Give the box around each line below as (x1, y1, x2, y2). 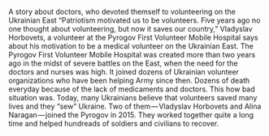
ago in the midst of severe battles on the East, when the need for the (8, 58, 238, 68)
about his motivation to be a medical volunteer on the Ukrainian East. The (8, 41, 254, 51)
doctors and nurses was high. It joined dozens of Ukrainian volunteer (8, 67, 240, 76)
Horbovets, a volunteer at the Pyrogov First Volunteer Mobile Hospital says (8, 32, 258, 42)
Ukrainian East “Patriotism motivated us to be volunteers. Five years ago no (8, 15, 261, 25)
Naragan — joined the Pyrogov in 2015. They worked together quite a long (8, 110, 254, 120)
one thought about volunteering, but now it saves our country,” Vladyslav (8, 24, 254, 33)
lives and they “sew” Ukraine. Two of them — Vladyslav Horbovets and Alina (8, 101, 262, 111)
